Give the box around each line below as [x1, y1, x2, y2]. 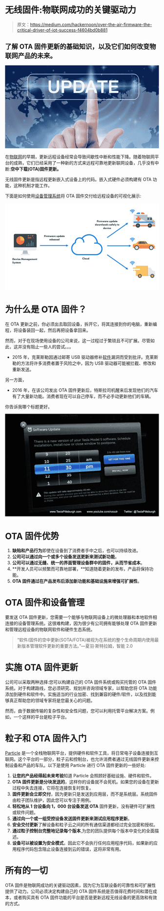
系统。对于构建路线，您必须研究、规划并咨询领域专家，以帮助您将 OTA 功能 [5, 685, 157, 691]
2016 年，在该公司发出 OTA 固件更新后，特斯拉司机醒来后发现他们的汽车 [12, 387, 159, 393]
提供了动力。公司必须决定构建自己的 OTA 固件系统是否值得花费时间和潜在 [5, 888, 153, 894]
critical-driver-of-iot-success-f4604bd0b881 [17, 27, 108, 33]
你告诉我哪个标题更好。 [5, 403, 52, 409]
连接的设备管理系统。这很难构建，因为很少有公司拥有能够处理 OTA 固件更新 [5, 620, 157, 627]
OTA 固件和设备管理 [5, 597, 85, 608]
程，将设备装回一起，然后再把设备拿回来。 [5, 327, 91, 333]
